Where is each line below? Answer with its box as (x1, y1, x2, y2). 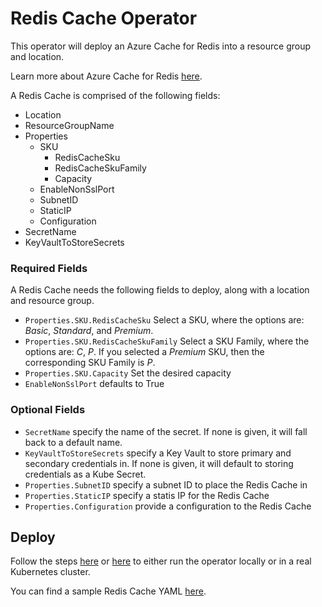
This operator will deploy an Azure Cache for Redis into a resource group (10, 40, 312, 52)
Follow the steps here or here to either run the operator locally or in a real (10, 555, 312, 567)
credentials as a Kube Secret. (24, 468, 147, 480)
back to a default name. (24, 436, 123, 448)
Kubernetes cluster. (10, 566, 91, 578)
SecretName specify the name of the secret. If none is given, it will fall (24, 425, 308, 437)
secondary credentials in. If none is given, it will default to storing (24, 457, 294, 469)
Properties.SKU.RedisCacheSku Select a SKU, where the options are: (24, 314, 305, 326)
